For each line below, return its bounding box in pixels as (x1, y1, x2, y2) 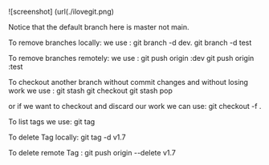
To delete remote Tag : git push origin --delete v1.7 (8, 148, 177, 157)
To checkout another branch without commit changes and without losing (8, 78, 249, 87)
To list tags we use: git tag (8, 117, 96, 127)
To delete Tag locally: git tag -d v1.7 (8, 132, 126, 142)
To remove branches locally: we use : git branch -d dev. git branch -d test (8, 38, 252, 47)
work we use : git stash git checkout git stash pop (8, 86, 173, 95)
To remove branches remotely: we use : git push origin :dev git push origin (8, 54, 255, 62)
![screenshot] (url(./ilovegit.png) (8, 7, 115, 16)
